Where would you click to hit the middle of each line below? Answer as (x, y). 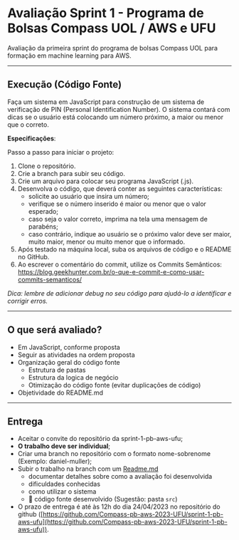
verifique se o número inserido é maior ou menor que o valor (117, 204)
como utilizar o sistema (62, 492)
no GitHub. (33, 256)
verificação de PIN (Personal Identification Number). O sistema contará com (119, 109)
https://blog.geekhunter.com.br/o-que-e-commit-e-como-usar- (111, 271)
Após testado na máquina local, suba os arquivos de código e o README (124, 249)
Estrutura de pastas (57, 370)
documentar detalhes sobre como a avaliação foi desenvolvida (120, 477)
